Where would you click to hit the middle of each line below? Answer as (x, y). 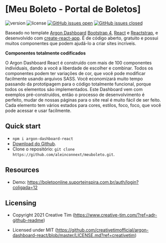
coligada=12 (25, 187)
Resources (22, 170)
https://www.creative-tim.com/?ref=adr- (116, 215)
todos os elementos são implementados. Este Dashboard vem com (74, 89)
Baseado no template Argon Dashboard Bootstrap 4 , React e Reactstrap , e (82, 32)
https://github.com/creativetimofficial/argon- (103, 230)
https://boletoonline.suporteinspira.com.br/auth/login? (83, 182)
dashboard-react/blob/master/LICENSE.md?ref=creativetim (73, 235)
